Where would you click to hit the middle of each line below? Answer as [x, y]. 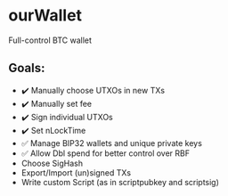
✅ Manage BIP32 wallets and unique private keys [111, 143]
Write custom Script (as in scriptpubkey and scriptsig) [120, 182]
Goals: [27, 68]
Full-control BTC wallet [50, 40]
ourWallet [45, 16]
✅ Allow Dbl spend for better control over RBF [106, 153]
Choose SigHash [52, 163]
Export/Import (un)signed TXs [76, 172]
